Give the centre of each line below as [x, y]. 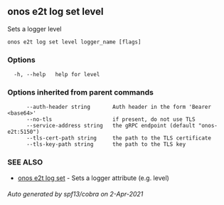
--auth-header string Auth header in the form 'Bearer [119, 107]
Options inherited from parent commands [81, 93]
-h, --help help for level [57, 75]
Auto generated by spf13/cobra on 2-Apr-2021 [75, 194]
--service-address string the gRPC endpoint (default [111, 126]
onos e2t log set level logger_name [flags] [74, 42]
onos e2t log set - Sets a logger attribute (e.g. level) [93, 178]
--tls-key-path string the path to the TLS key [106, 144]
